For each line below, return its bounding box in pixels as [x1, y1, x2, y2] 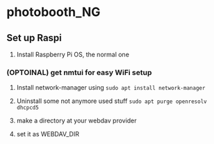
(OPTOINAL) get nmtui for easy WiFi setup [6, 67, 152, 77]
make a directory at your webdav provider [16, 116, 137, 125]
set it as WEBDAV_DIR [16, 130, 79, 138]
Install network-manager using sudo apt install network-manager [16, 83, 206, 92]
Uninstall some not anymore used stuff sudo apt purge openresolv [16, 97, 208, 105]
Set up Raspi [6, 32, 62, 44]
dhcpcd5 [16, 104, 39, 111]
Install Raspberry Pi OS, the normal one [16, 50, 130, 58]
